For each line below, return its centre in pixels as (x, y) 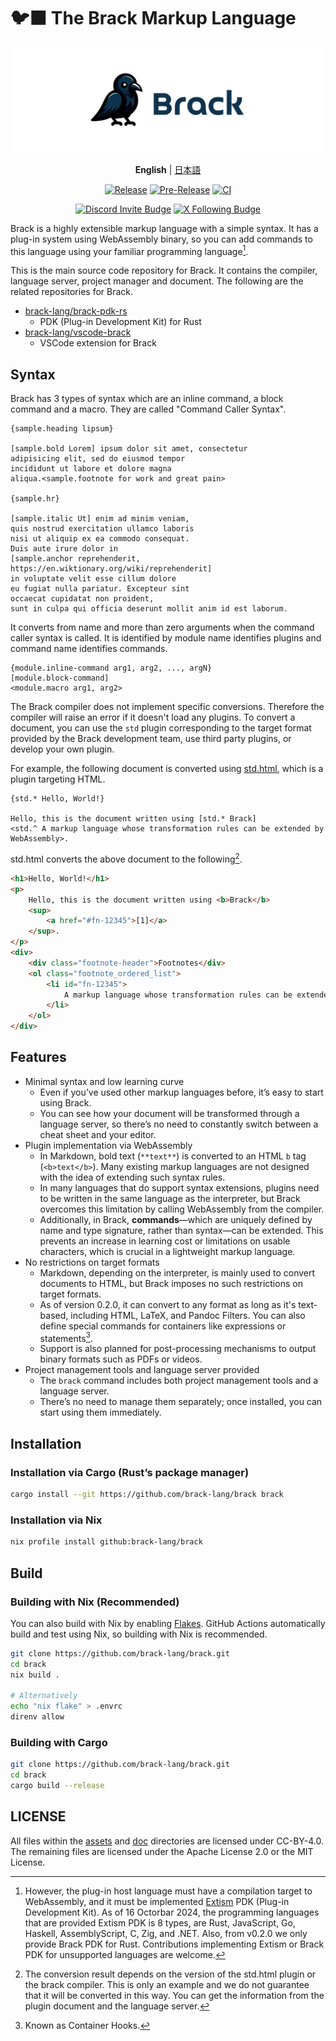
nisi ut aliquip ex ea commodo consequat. (100, 539)
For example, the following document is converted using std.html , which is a (167, 769)
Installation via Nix (56, 1520)
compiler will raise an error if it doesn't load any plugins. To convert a (153, 717)
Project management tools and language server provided (142, 1370)
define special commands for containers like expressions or (163, 1326)
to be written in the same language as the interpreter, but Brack (170, 1198)
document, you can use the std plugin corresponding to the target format (161, 728)
